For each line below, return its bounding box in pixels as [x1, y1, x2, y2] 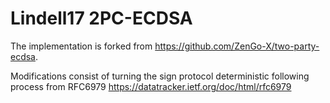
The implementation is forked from [10, 40, 153, 52]
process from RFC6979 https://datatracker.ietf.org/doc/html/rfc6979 [10, 80, 292, 92]
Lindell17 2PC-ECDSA [10, 7, 193, 30]
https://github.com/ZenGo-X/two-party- [154, 40, 320, 52]
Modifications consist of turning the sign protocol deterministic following [10, 70, 310, 82]
